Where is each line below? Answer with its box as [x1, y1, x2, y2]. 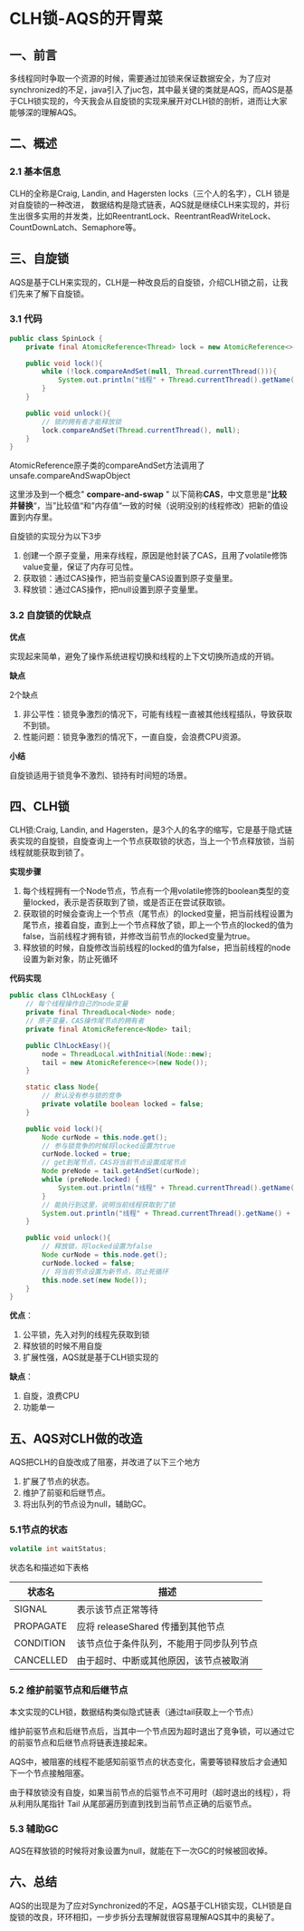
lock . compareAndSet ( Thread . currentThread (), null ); [42, 425, 242, 435]
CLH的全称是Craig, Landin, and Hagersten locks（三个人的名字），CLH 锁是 [9, 188, 290, 199]
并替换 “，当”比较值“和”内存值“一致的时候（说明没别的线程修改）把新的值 [9, 500, 280, 511]
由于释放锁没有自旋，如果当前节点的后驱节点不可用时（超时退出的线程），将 [9, 1787, 291, 1798]
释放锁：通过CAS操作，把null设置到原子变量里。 [22, 584, 204, 595]
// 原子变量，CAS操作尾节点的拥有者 [25, 1016, 145, 1025]
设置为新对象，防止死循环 [22, 954, 119, 965]
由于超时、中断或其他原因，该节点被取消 [76, 1654, 250, 1667]
